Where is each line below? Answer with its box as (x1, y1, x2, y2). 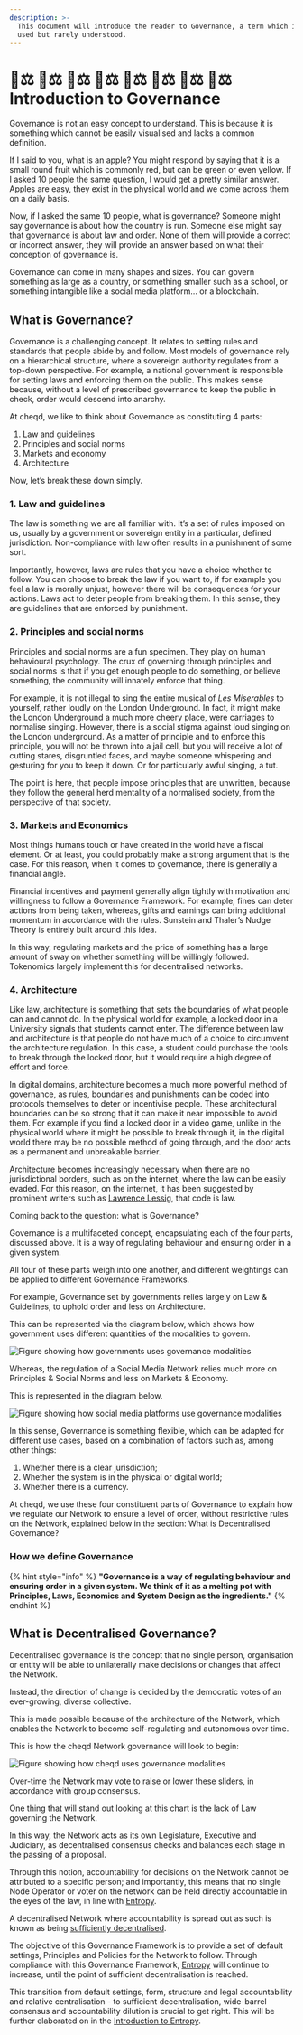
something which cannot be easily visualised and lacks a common (9, 127, 255, 138)
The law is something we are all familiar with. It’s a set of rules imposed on (9, 518, 286, 529)
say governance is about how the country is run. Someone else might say (9, 221, 282, 231)
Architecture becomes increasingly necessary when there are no (9, 1164, 251, 1175)
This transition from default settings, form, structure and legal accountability (9, 1986, 293, 1998)
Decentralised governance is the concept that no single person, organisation (9, 1650, 294, 1661)
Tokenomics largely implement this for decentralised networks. (9, 961, 243, 972)
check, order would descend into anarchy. (9, 394, 167, 405)
